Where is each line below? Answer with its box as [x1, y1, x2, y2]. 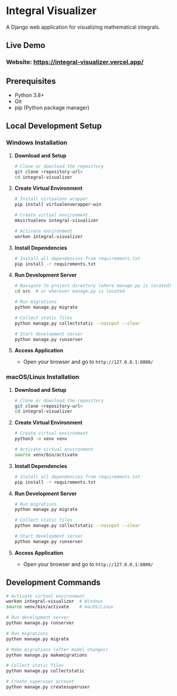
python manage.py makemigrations [6, 652, 88, 658]
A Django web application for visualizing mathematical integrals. [6, 23, 161, 30]
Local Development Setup [6, 121, 102, 131]
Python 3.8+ [14, 92, 45, 99]
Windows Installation [6, 139, 68, 147]
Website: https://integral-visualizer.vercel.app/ [6, 58, 144, 66]
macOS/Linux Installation [6, 373, 79, 381]
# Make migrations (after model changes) [6, 646, 109, 653]
